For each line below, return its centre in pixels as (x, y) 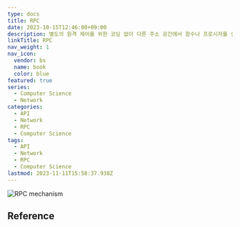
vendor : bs (30, 61)
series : (19, 87)
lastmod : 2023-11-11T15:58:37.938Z (60, 173)
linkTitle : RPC (30, 41)
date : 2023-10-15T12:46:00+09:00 (57, 27)
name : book (30, 67)
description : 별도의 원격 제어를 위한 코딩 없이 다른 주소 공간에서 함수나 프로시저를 (117, 34)
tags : (15, 140)
